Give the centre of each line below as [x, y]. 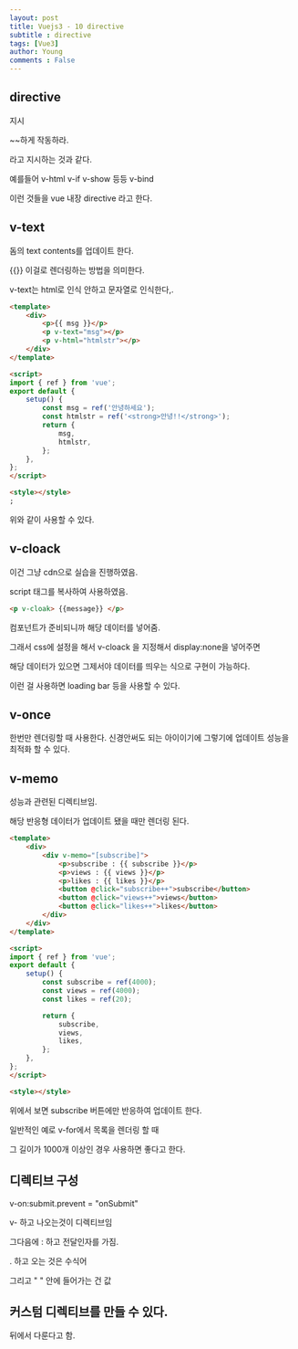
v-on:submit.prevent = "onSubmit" [74, 1203]
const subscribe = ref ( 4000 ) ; [99, 983]
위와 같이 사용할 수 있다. [52, 519]
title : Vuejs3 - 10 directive [67, 26]
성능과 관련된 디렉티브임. [53, 802]
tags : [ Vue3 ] [34, 43]
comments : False [42, 60]
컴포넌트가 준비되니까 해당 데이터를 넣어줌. [85, 627]
